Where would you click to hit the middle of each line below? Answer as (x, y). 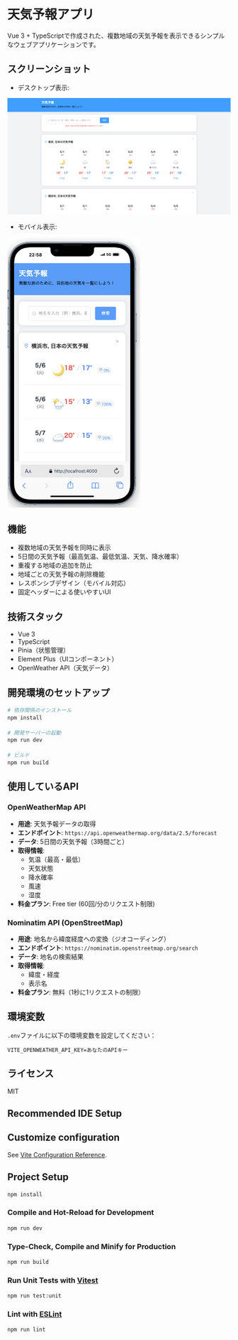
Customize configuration (64, 1138)
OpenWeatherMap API (47, 808)
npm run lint (27, 1330)
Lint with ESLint (35, 1314)
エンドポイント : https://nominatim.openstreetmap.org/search (108, 948)
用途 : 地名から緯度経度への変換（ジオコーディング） (93, 938)
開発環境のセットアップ (58, 693)
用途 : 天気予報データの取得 (57, 824)
